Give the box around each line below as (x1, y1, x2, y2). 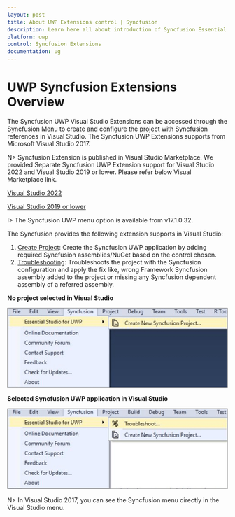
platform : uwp (7, 34, 49, 41)
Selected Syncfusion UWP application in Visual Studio (7, 395, 169, 403)
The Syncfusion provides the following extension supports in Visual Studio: (7, 229, 224, 238)
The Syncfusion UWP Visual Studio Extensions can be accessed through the (7, 117, 228, 125)
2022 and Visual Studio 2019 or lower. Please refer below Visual (7, 168, 192, 176)
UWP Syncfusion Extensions (7, 79, 177, 95)
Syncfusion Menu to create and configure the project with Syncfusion (7, 125, 208, 133)
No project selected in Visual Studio (7, 294, 114, 302)
